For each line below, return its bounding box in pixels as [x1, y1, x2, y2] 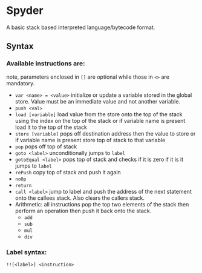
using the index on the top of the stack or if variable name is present [15, 117, 186, 124]
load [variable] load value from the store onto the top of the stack [15, 110, 183, 118]
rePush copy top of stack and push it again [15, 168, 121, 176]
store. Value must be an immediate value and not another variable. [15, 97, 180, 105]
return [15, 182, 32, 188]
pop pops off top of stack [15, 143, 77, 150]
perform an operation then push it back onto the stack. [15, 207, 152, 214]
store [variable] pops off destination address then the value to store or [15, 130, 196, 137]
